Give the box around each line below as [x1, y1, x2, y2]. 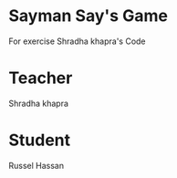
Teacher [8, 68, 73, 89]
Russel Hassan [8, 160, 65, 171]
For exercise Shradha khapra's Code [8, 36, 147, 47]
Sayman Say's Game [8, 5, 168, 26]
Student [8, 130, 71, 151]
